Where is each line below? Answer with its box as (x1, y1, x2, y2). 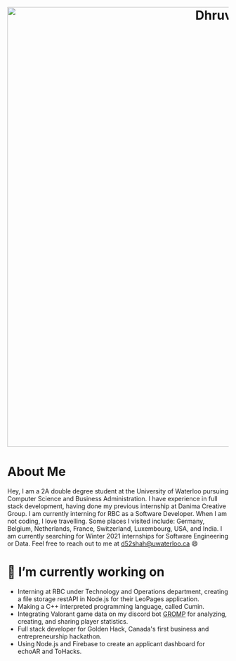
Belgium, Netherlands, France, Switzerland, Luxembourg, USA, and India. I (7, 524, 223, 533)
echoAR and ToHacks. (17, 647, 82, 656)
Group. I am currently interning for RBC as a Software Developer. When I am (7, 510, 227, 518)
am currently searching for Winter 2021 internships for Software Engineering (7, 532, 228, 541)
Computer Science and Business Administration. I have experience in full (7, 495, 218, 503)
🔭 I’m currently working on (7, 564, 165, 580)
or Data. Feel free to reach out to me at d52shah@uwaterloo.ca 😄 (7, 539, 198, 548)
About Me (7, 464, 66, 480)
